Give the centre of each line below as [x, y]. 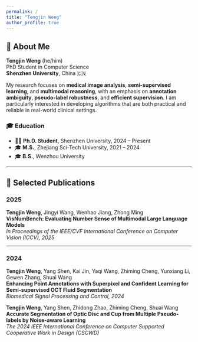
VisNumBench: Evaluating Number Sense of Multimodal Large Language [97, 219]
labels [14, 320]
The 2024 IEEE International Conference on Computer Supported [85, 327]
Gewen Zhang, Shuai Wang [39, 278]
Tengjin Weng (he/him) [34, 61]
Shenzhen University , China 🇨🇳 [46, 73]
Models [16, 225]
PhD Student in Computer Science [48, 67]
